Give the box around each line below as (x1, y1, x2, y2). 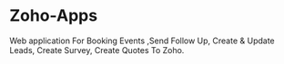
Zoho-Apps (9, 5, 98, 26)
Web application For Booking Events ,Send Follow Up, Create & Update (9, 35, 275, 46)
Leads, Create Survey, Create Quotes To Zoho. (9, 44, 185, 55)
